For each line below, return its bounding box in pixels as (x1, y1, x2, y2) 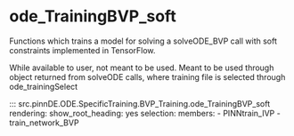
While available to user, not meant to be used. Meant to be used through (9, 62, 274, 73)
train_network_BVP (9, 117, 79, 128)
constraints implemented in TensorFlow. (9, 44, 156, 55)
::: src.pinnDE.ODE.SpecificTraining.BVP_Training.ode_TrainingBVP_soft (9, 98, 270, 108)
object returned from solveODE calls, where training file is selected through (9, 71, 286, 82)
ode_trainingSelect (9, 81, 78, 92)
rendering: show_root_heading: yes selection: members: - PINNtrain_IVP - (9, 108, 281, 118)
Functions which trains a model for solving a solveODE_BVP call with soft (9, 36, 278, 46)
